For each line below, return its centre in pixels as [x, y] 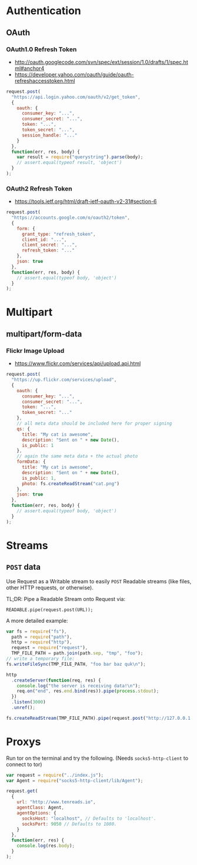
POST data [24, 567]
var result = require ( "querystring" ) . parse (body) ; [80, 157]
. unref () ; [23, 708]
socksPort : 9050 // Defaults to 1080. [69, 824]
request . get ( [22, 791]
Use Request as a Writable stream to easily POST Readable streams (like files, [99, 581]
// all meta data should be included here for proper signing [94, 424]
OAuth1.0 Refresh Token [41, 49]
